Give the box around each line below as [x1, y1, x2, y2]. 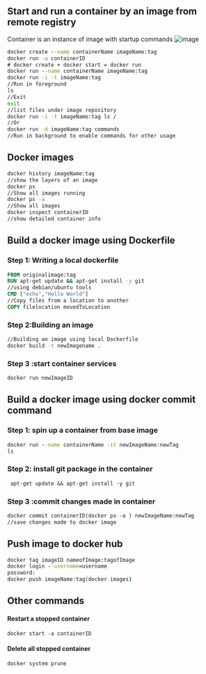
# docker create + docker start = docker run [7, 61, 141, 68]
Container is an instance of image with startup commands [7, 35, 173, 43]
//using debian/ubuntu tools [7, 284, 92, 291]
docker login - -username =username [7, 563, 108, 570]
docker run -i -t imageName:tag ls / [7, 113, 117, 120]
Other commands [7, 595, 85, 607]
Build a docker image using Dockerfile [7, 234, 175, 246]
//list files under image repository [7, 106, 117, 113]
